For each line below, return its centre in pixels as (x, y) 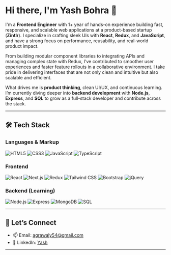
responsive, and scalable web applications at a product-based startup (79, 30)
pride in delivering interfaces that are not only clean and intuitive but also (82, 72)
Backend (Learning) (30, 190)
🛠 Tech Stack (27, 125)
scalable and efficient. (28, 77)
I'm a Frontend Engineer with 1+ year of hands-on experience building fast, (84, 24)
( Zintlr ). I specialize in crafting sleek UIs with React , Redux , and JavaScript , (85, 35)
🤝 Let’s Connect (31, 223)
